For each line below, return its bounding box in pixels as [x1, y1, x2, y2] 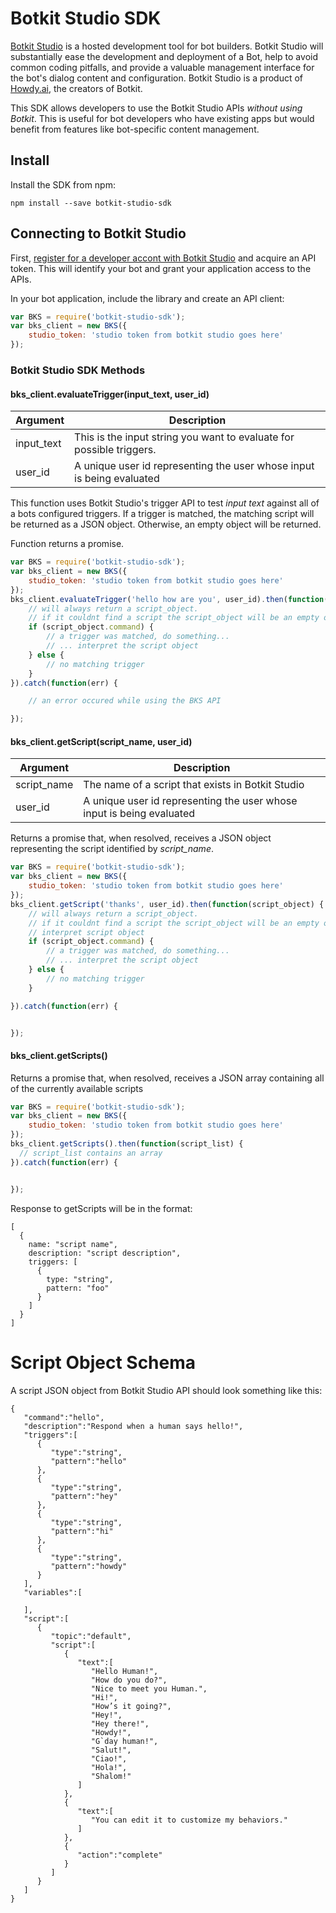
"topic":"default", [50, 1631, 132, 1641]
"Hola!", [90, 1762, 128, 1772]
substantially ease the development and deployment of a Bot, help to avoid [10, 50, 318, 62]
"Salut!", [90, 1745, 132, 1755]
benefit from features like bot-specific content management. [10, 123, 260, 135]
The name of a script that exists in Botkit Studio [83, 778, 305, 792]
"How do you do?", [90, 1675, 168, 1685]
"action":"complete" [77, 1850, 163, 1860]
